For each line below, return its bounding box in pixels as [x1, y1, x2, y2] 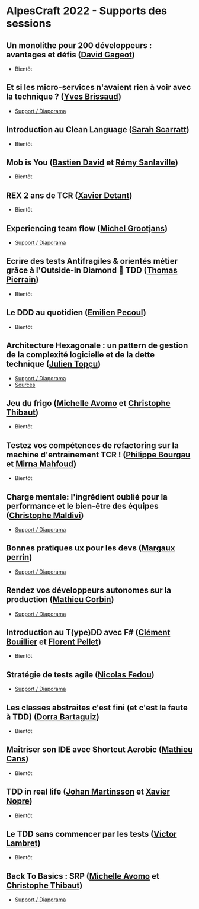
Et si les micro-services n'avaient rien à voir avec [6, 82, 191, 92]
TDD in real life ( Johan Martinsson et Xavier [6, 787, 171, 797]
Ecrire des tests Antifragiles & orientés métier [6, 256, 178, 266]
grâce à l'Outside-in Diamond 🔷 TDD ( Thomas [6, 265, 178, 276]
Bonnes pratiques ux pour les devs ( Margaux [6, 543, 175, 553]
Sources [14, 381, 36, 388]
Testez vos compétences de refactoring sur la [6, 440, 179, 450]
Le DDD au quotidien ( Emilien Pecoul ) [6, 308, 146, 318]
